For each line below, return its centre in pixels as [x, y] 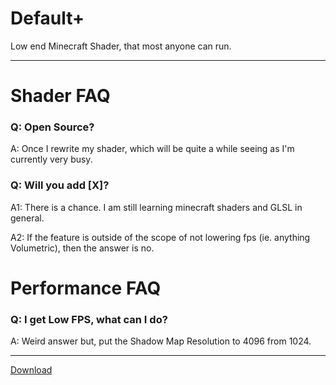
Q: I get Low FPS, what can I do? [89, 319]
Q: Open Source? [52, 127]
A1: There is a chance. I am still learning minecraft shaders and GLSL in [156, 207]
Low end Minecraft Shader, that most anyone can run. [121, 46]
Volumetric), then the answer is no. [82, 248]
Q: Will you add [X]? [60, 185]
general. [27, 218]
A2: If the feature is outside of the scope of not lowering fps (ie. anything [160, 237]
